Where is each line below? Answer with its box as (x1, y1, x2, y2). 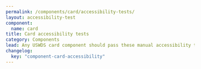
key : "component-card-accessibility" (11, 53, 106, 59)
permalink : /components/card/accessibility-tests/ (5, 8, 135, 15)
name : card (11, 25, 38, 32)
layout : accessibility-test (5, 14, 76, 20)
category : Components (5, 37, 60, 43)
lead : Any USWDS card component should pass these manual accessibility (5, 43, 191, 49)
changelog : (5, 48, 33, 54)
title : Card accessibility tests (5, 31, 89, 37)
